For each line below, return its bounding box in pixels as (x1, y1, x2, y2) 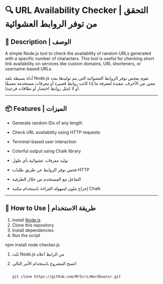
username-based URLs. (5, 66, 52, 72)
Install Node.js (12, 217, 41, 223)
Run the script (12, 232, 40, 238)
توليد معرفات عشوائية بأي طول (12, 157, 68, 163)
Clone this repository (12, 222, 54, 228)
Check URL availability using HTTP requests (12, 129, 100, 135)
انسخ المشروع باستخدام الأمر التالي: (12, 260, 78, 266)
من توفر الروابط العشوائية (5, 18, 98, 30)
